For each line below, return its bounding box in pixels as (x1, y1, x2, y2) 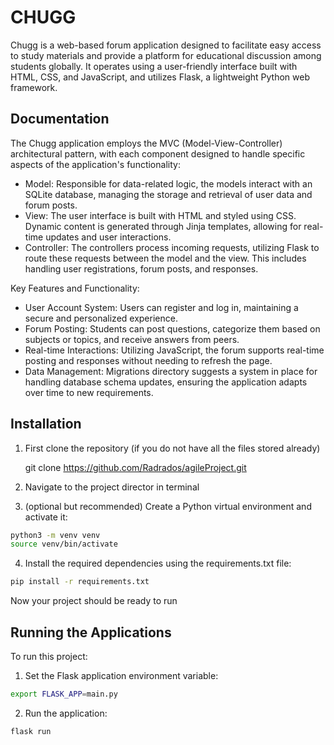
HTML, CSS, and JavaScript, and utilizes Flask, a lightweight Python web (10, 71, 311, 83)
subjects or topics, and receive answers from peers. (24, 333, 240, 345)
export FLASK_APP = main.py (10, 689, 118, 699)
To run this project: (10, 651, 88, 662)
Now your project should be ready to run (10, 595, 178, 607)
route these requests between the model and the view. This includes (24, 252, 307, 264)
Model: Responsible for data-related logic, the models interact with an (24, 177, 313, 190)
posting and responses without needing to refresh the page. (24, 354, 273, 366)
